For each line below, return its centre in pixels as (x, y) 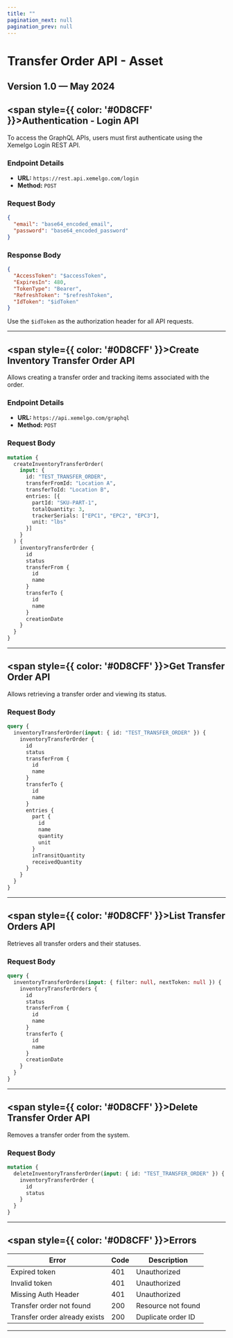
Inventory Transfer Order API (71, 361)
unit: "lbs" (50, 522)
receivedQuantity (57, 862)
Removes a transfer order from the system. (69, 1135)
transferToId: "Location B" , (68, 490)
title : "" (21, 14)
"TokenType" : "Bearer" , (48, 289)
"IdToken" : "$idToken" (46, 302)
